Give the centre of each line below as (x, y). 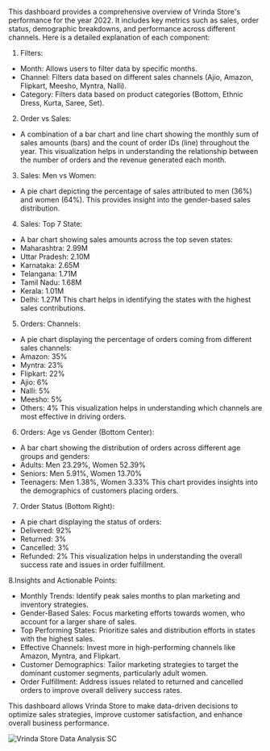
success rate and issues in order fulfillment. (93, 565)
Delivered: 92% (46, 530)
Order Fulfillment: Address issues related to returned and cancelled (131, 682)
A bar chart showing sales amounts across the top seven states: (127, 240)
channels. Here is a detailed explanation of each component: (109, 37)
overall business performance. (59, 723)
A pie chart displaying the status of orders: (91, 522)
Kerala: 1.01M (42, 291)
